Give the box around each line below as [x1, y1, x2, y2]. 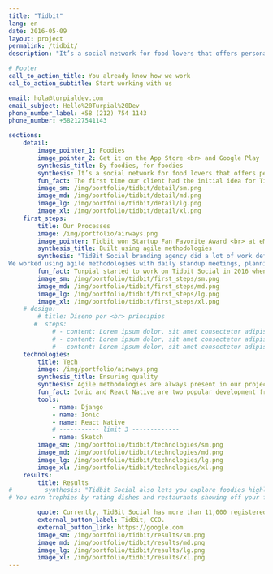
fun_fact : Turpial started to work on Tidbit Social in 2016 [37, 267, 249, 275]
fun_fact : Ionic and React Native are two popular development [37, 388, 256, 396]
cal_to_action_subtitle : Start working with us [8, 79, 173, 88]
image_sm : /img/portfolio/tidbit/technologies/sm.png [37, 441, 223, 449]
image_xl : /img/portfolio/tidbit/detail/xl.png [37, 207, 201, 215]
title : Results [37, 478, 89, 487]
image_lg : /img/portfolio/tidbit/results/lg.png [37, 546, 206, 555]
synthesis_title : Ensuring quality [37, 373, 158, 382]
